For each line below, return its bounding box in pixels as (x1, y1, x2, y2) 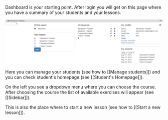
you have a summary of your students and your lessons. (5, 9, 121, 15)
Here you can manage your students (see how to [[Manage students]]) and (5, 69, 160, 75)
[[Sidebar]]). (5, 94, 31, 100)
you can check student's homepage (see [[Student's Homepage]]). (5, 74, 144, 80)
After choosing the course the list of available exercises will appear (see (5, 89, 154, 95)
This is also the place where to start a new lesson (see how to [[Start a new (5, 104, 161, 110)
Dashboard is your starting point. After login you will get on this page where (5, 4, 161, 10)
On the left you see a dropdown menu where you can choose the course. (5, 84, 156, 90)
